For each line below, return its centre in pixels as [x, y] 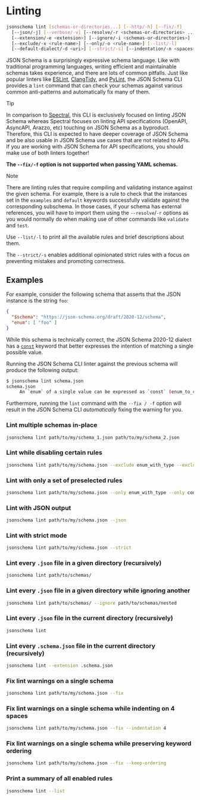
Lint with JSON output [39, 508]
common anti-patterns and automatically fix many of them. [78, 92]
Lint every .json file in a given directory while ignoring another [98, 590]
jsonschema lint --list [36, 791]
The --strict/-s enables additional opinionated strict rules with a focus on [98, 255]
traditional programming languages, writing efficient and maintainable [91, 67]
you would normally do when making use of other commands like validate [98, 219]
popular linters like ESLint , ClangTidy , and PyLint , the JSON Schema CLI [94, 79]
